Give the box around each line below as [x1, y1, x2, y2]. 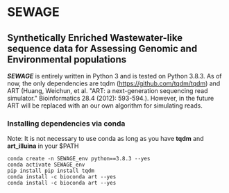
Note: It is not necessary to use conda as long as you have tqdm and [7, 135, 204, 143]
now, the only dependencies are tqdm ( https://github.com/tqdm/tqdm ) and [7, 79, 221, 87]
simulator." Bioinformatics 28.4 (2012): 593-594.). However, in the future [7, 94, 214, 102]
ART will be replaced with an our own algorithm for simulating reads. [7, 101, 203, 110]
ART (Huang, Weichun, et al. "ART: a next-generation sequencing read [7, 87, 208, 94]
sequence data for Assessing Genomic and [7, 42, 198, 54]
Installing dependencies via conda [7, 119, 126, 128]
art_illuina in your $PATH [7, 142, 79, 150]
